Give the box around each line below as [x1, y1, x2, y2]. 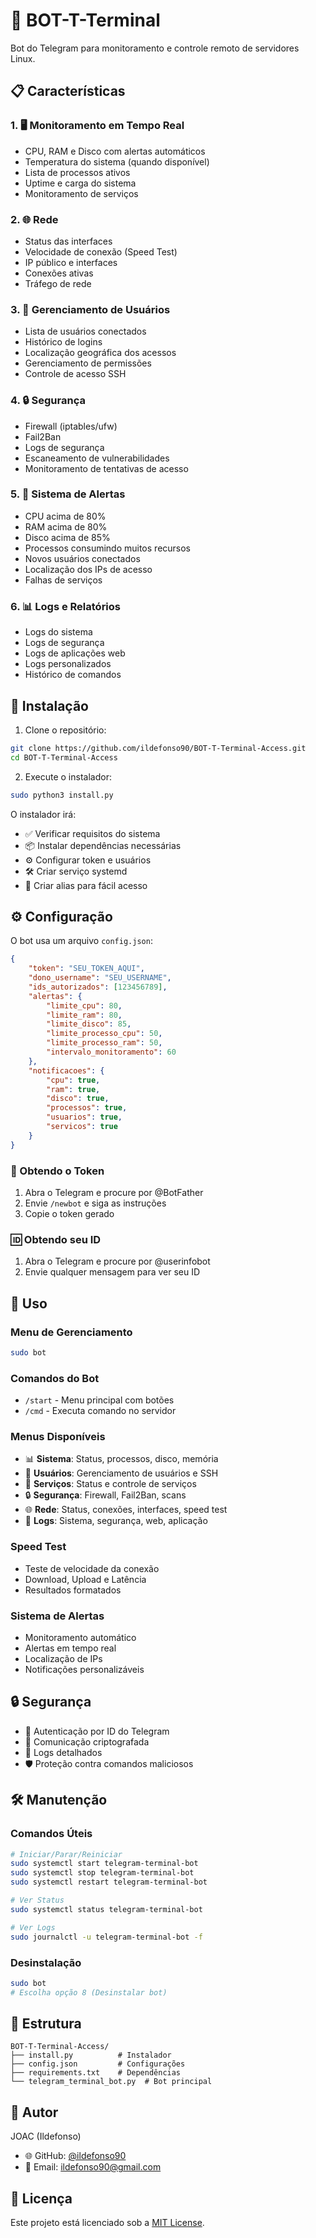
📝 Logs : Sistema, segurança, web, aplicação [24, 1515, 208, 1527]
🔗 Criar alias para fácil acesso [24, 879, 148, 891]
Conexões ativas [24, 267, 94, 279]
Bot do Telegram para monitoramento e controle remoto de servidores [10, 42, 300, 54]
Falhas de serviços [24, 574, 103, 586]
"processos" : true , [46, 1103, 128, 1113]
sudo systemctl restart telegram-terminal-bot [10, 1877, 208, 1888]
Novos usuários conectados [24, 552, 141, 564]
